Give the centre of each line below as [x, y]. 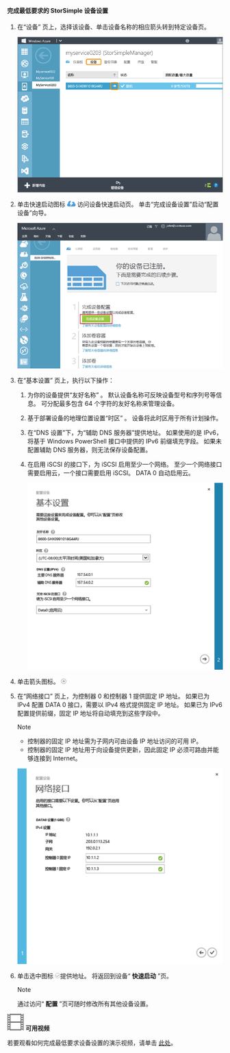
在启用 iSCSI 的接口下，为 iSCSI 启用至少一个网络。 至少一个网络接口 [125, 464]
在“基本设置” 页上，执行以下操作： [66, 380]
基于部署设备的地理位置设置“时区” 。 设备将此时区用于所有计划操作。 [125, 418]
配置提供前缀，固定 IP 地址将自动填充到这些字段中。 [90, 714]
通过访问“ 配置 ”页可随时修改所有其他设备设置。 [85, 1004]
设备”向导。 [33, 213]
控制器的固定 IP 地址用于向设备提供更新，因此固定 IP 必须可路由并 [120, 750]
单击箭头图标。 [38, 681]
